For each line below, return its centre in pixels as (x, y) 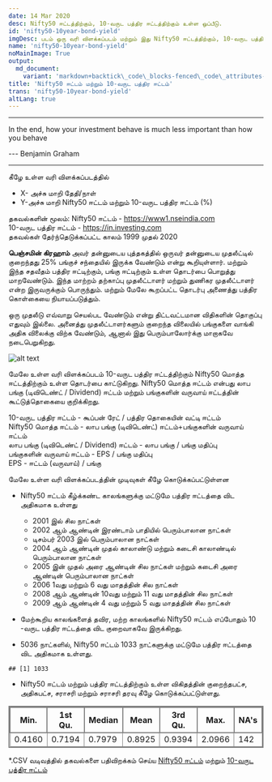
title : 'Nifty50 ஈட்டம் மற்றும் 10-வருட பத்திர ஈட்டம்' (91, 83)
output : (21, 62)
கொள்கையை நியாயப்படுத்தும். (55, 299)
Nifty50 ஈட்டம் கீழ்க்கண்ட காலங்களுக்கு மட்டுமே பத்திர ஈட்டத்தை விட (127, 496)
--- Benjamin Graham (44, 154)
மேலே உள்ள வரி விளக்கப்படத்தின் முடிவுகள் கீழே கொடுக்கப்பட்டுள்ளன (119, 480)
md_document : (38, 69)
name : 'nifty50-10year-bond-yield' (68, 46)
